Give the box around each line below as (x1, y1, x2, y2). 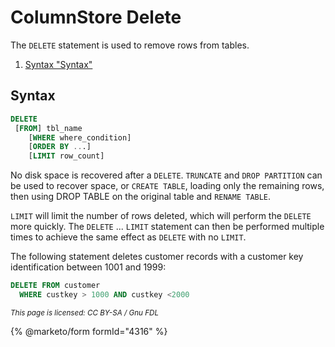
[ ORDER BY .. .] (28, 142, 92, 152)
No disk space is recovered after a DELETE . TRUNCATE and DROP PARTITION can (10, 169, 323, 181)
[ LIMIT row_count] (28, 151, 105, 161)
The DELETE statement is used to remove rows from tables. (10, 39, 250, 51)
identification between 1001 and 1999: (10, 261, 167, 273)
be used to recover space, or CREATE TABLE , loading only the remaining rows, (10, 180, 325, 192)
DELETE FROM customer (10, 281, 101, 291)
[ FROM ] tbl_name (14, 123, 83, 133)
